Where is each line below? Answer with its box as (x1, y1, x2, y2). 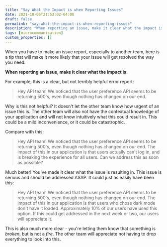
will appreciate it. (17, 216, 53, 222)
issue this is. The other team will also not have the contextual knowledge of (5, 108, 159, 115)
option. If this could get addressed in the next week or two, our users (17, 210, 159, 217)
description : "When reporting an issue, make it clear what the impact (5, 26, 157, 31)
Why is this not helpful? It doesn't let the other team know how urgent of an (5, 103, 160, 109)
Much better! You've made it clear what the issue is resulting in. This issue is (5, 169, 162, 175)
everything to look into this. (5, 236, 61, 242)
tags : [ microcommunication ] (5, 30, 64, 35)
